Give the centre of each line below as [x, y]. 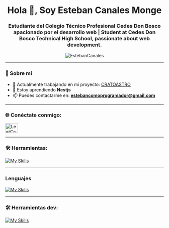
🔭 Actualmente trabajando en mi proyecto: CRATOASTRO [71, 84]
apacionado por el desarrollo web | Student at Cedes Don [84, 32]
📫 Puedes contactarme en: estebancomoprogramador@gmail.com [84, 95]
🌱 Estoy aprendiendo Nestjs [42, 89]
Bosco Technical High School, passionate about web [84, 39]
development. [84, 45]
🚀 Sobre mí [19, 73]
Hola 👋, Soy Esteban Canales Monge [84, 10]
